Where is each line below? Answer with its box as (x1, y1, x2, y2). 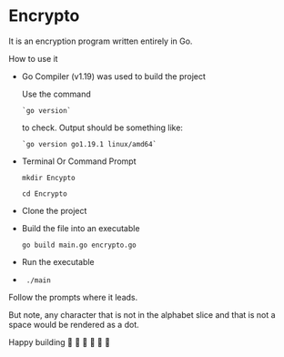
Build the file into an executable (21, 222, 140, 233)
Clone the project (21, 205, 87, 216)
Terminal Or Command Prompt (21, 156, 137, 167)
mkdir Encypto (21, 173, 76, 182)
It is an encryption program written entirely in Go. (8, 36, 193, 46)
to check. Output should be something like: (21, 122, 184, 133)
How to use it (8, 53, 58, 64)
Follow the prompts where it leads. (8, 291, 138, 302)
